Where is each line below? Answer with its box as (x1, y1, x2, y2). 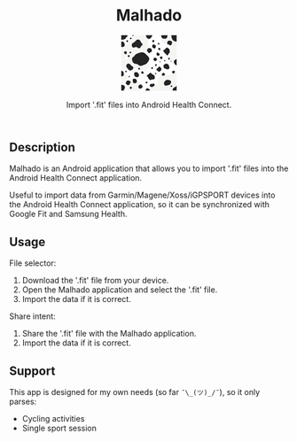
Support (9, 363, 56, 378)
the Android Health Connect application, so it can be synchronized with (9, 199, 270, 210)
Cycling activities (21, 413, 85, 423)
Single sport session (21, 423, 98, 433)
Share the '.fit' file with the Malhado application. (21, 329, 197, 339)
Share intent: (9, 311, 56, 322)
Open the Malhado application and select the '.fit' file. (21, 284, 218, 295)
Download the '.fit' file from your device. (21, 275, 169, 286)
